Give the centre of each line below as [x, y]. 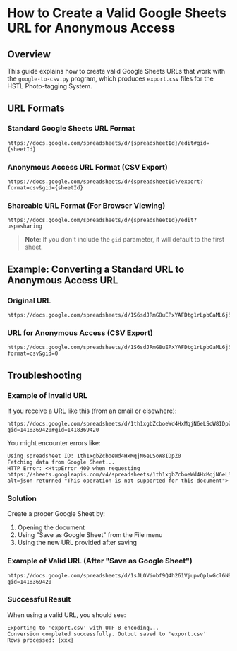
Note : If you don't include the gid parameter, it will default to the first [124, 240]
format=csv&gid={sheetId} [45, 188]
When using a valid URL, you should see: [67, 615]
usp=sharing [25, 227]
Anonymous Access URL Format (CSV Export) [87, 167]
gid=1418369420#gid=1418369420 [53, 430]
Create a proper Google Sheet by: [56, 514]
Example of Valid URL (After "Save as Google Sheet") [100, 561]
